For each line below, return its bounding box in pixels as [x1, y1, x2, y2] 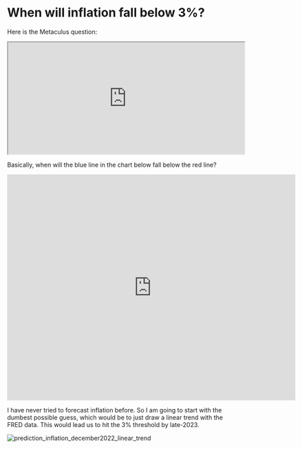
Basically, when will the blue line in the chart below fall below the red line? [7, 160, 217, 169]
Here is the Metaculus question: [7, 28, 98, 36]
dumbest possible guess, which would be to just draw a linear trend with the [7, 413, 224, 421]
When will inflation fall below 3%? [7, 5, 205, 21]
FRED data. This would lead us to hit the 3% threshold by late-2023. [7, 420, 199, 428]
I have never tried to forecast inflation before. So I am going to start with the [7, 406, 222, 414]
